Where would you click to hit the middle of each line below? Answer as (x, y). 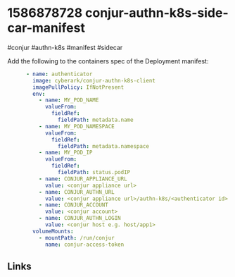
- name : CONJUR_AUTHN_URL (76, 192)
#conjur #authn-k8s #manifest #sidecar (65, 47)
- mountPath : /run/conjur (76, 238)
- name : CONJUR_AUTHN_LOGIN (80, 218)
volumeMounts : (53, 231)
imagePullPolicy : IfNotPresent (78, 87)
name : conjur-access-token (84, 245)
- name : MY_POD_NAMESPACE (76, 126)
